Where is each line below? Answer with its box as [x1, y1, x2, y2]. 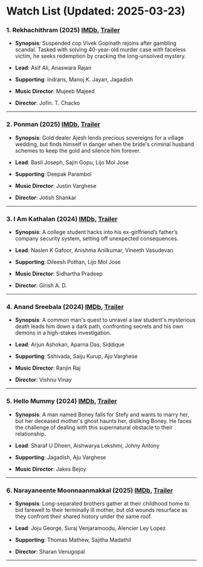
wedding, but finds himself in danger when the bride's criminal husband [14, 141, 195, 148]
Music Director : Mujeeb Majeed [14, 88, 95, 95]
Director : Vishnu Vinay [14, 376, 72, 383]
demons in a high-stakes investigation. [14, 329, 112, 337]
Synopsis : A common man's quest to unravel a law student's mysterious [14, 316, 196, 323]
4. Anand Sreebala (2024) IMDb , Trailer [6, 303, 124, 311]
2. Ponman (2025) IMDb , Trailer [6, 120, 101, 128]
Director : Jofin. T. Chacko [14, 99, 80, 107]
